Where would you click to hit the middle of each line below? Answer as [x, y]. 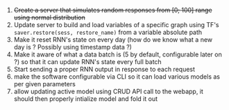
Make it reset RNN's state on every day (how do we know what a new [113, 40]
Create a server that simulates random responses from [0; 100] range [113, 10]
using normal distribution [49, 17]
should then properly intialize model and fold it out [86, 99]
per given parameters [45, 84]
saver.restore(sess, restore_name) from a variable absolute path [108, 32]
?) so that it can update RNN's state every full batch [87, 62]
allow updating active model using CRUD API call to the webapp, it [108, 91]
